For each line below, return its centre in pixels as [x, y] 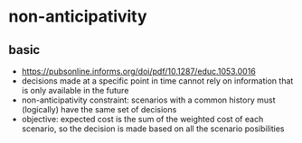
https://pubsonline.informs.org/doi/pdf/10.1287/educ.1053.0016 [139, 71]
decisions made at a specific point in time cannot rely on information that [157, 81]
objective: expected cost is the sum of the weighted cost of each [142, 119]
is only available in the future [75, 90]
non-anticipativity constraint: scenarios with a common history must [148, 100]
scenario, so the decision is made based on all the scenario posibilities [153, 129]
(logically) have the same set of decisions [99, 109]
